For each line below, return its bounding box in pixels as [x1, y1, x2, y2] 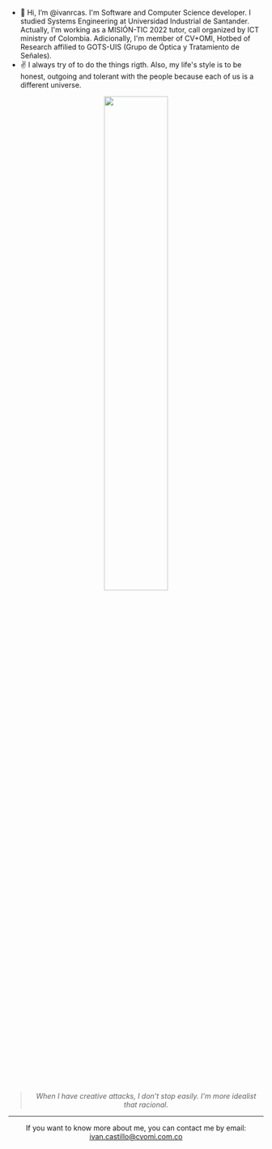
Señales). [19, 51, 53, 60]
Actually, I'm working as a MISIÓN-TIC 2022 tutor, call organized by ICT [19, 25, 260, 34]
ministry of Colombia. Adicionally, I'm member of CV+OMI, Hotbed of [19, 33, 251, 43]
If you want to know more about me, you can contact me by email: [25, 1123, 247, 1133]
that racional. [124, 1100, 168, 1109]
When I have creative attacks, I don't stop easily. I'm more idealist [36, 1091, 257, 1100]
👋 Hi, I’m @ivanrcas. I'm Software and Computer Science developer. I [19, 8, 251, 17]
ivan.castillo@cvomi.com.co [89, 1132, 183, 1141]
